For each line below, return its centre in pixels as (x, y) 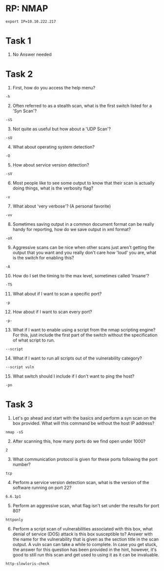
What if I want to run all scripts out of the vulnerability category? (77, 358)
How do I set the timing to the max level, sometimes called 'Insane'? (81, 275)
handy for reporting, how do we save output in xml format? (72, 229)
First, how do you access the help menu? (54, 87)
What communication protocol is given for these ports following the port (85, 459)
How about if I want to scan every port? (52, 312)
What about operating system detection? (53, 147)
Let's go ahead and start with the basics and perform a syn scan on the (84, 418)
